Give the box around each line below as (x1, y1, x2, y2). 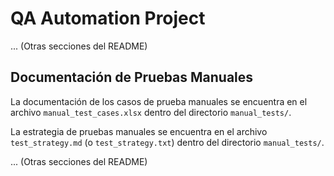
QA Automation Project (10, 7, 206, 30)
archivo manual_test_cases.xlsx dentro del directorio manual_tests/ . (10, 106, 292, 118)
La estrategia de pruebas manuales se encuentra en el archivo (10, 125, 268, 137)
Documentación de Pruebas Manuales (10, 69, 254, 86)
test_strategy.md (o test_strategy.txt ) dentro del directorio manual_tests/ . (10, 136, 325, 148)
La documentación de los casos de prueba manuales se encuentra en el (10, 95, 308, 107)
